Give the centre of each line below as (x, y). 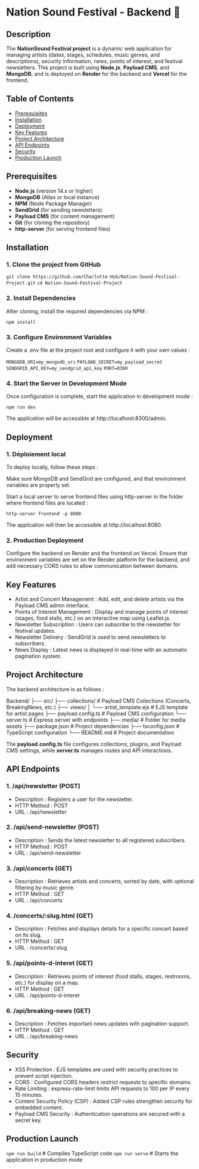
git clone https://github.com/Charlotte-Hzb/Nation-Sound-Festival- (93, 277)
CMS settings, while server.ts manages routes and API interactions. (89, 750)
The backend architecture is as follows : (55, 689)
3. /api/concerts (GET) (39, 868)
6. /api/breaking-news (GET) (49, 1010)
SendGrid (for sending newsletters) (58, 210)
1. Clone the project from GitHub (54, 264)
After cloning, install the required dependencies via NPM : (77, 311)
